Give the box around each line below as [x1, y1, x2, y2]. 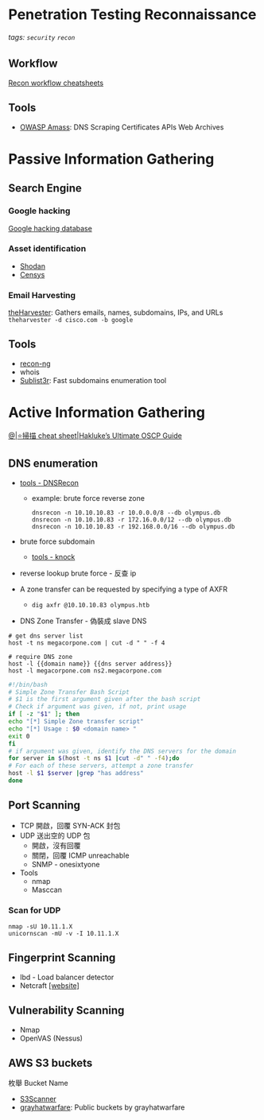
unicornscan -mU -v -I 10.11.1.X [8, 930, 119, 938]
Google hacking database [8, 223, 93, 233]
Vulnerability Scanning [8, 1004, 125, 1017]
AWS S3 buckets [8, 1056, 93, 1070]
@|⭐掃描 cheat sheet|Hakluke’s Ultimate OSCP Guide [8, 431, 183, 440]
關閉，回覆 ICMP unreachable [31, 851, 130, 860]
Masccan [31, 885, 62, 894]
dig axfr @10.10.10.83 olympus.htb [31, 601, 149, 609]
